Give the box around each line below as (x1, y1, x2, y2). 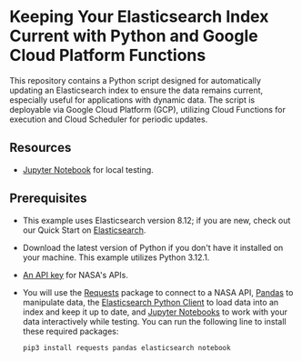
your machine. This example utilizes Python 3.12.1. (22, 252, 210, 263)
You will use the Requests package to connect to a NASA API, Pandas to (22, 286, 294, 297)
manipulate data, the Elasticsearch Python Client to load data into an (22, 296, 279, 307)
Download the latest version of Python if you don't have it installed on (22, 242, 284, 253)
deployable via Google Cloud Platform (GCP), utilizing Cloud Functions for (9, 104, 287, 115)
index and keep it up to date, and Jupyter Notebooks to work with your (22, 306, 288, 317)
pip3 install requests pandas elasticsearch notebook (22, 343, 231, 352)
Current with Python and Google (9, 25, 258, 46)
